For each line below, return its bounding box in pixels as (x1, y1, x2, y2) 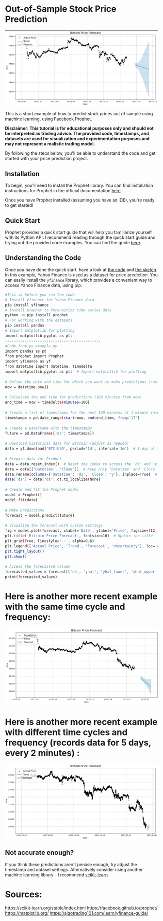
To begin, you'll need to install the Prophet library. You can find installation (5, 182, 154, 188)
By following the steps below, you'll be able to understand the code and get (5, 150, 156, 156)
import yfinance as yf (5, 359, 51, 364)
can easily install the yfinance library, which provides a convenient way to (5, 277, 152, 283)
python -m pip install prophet (5, 313, 68, 318)
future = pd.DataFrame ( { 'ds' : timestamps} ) (5, 431, 95, 436)
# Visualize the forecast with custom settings (5, 523, 103, 528)
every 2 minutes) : (5, 748, 80, 758)
